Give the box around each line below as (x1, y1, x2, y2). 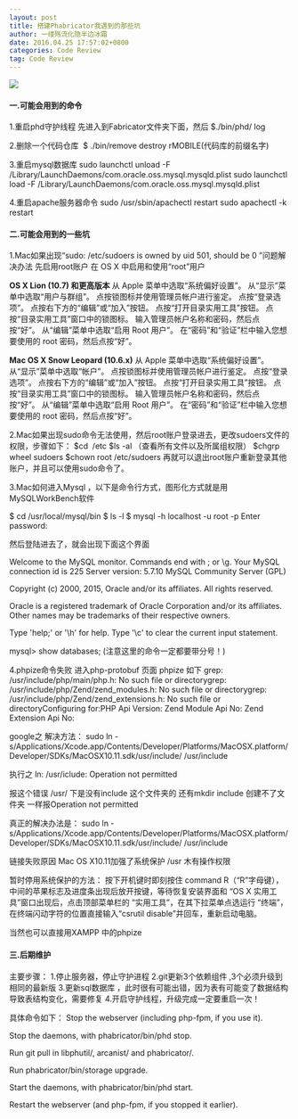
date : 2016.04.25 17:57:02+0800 (9, 37, 129, 47)
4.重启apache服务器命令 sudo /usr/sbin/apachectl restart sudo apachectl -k (9, 197, 287, 208)
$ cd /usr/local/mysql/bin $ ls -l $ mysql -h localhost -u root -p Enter (9, 511, 261, 522)
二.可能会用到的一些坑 (9, 228, 91, 239)
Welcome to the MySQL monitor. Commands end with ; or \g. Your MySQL (9, 556, 280, 567)
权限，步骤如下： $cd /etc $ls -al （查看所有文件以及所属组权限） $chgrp (9, 440, 280, 451)
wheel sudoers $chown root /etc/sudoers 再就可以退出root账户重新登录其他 (9, 452, 287, 463)
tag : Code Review (9, 54, 74, 63)
